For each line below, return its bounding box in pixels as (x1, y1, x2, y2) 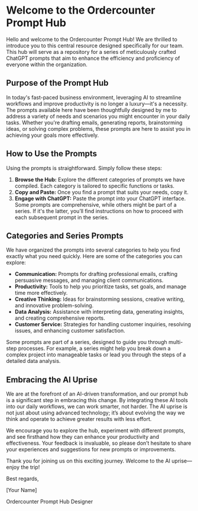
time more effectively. (14, 290, 68, 297)
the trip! (20, 464, 40, 471)
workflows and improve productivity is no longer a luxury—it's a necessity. (6, 100, 188, 107)
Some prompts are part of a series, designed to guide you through (6, 339, 167, 346)
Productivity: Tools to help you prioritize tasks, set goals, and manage (14, 283, 187, 290)
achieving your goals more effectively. (6, 131, 99, 139)
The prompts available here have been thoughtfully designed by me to (6, 106, 177, 113)
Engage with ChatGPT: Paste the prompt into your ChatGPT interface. (14, 195, 186, 202)
